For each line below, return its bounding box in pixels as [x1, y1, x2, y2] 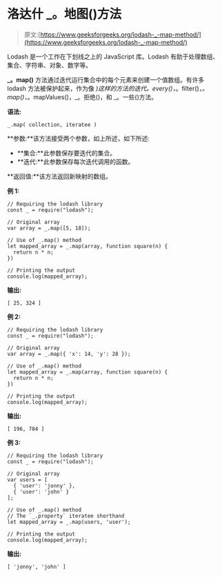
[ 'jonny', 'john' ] [7, 563, 67, 570]
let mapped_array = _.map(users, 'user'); [7, 518, 131, 525]
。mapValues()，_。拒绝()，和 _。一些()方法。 [27, 92, 158, 101]
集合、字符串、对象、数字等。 [7, 61, 92, 69]
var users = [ [7, 476, 48, 483]
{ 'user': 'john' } [13, 488, 70, 495]
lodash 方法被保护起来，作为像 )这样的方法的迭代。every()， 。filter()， [7, 84, 203, 92]
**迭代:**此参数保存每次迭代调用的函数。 [17, 157, 134, 165]
